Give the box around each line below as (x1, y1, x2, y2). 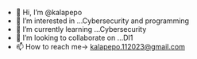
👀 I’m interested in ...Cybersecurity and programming (15, 16, 189, 26)
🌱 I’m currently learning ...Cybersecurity (15, 25, 147, 33)
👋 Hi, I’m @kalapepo (15, 8, 83, 17)
